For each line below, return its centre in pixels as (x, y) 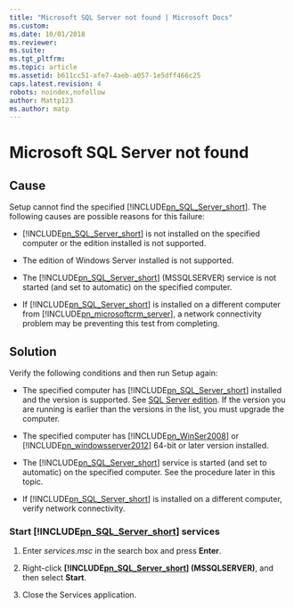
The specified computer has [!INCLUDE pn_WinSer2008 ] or (130, 436)
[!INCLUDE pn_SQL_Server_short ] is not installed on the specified (141, 234)
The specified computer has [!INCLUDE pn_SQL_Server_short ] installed (152, 391)
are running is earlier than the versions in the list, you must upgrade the (153, 409)
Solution (33, 352)
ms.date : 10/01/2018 (48, 34)
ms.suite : (28, 51)
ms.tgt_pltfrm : (37, 59)
